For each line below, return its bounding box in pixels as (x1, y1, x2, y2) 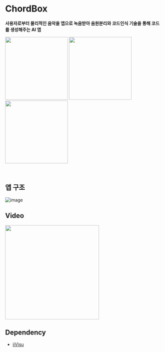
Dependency (5, 328, 46, 336)
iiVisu (12, 341, 24, 347)
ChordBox (5, 3, 48, 15)
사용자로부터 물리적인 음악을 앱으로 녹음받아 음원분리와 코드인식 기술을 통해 (5, 20, 151, 26)
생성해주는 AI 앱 (10, 26, 41, 33)
